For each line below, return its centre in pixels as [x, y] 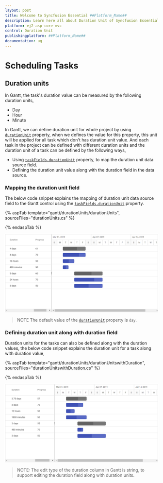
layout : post [18, 10]
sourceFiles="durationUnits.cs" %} [40, 218]
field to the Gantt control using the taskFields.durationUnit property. [74, 204]
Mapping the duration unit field [42, 188]
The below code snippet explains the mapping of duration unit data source [80, 198]
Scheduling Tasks [42, 66]
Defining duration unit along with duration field [61, 333]
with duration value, [25, 354]
